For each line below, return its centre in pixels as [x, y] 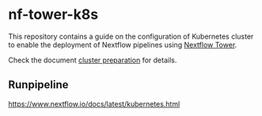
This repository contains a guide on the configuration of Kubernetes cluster [131, 36]
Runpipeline [38, 85]
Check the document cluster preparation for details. [93, 60]
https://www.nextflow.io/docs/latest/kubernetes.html [94, 103]
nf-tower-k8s [53, 15]
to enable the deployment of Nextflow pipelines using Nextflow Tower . [123, 44]
